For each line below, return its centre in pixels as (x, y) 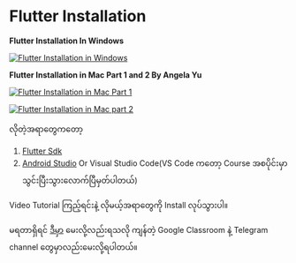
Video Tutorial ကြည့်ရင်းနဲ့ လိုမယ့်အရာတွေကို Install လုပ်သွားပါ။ (118, 205)
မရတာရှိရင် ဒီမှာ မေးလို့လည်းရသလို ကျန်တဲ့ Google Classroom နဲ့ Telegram (139, 229)
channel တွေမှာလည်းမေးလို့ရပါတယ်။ (74, 247)
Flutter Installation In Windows (67, 41)
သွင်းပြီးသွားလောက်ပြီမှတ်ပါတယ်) (80, 180)
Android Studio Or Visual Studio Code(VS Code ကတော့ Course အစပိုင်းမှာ (155, 163)
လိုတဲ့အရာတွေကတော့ (46, 129)
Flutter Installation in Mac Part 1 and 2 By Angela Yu (106, 75)
